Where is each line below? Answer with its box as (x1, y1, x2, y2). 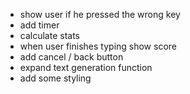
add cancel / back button (19, 51, 124, 63)
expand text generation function (19, 62, 153, 73)
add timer (19, 19, 60, 31)
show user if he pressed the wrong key (19, 9, 181, 20)
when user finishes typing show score (19, 40, 177, 52)
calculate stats (19, 30, 80, 41)
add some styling (19, 72, 92, 84)
